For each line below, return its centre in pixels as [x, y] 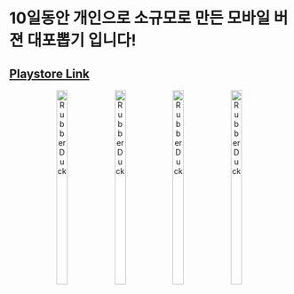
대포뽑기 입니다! [82, 40]
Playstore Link [50, 73]
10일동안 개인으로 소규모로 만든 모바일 [140, 18]
